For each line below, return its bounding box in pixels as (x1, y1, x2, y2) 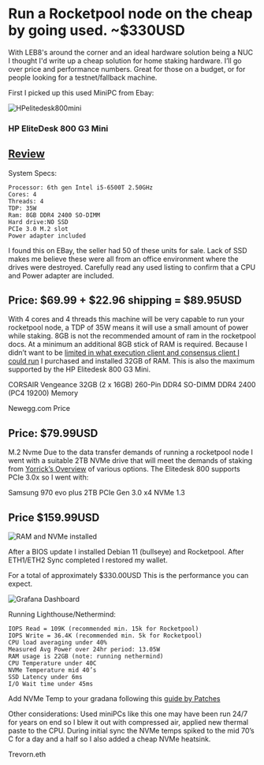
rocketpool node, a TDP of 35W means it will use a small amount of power (8, 323, 249, 332)
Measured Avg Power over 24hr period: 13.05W (8, 646, 160, 654)
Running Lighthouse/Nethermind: (8, 610, 117, 619)
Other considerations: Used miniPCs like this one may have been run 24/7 (8, 709, 248, 718)
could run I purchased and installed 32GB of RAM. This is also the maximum (8, 356, 255, 366)
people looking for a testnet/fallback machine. (8, 73, 158, 82)
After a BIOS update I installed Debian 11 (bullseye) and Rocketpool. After (8, 547, 244, 557)
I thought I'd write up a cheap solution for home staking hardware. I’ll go (8, 56, 242, 65)
